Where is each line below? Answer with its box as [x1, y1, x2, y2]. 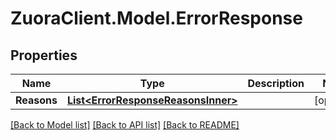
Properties [10, 47, 78, 64]
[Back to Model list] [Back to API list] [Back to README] [10, 119, 240, 131]
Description [247, 77, 305, 90]
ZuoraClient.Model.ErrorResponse [10, 7, 303, 30]
